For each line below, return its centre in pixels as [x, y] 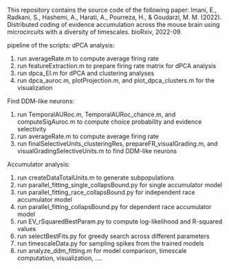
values [26, 229]
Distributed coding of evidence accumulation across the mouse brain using [113, 24]
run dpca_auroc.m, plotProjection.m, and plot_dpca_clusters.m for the [116, 80]
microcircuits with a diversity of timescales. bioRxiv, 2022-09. [95, 32]
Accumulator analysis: [39, 164]
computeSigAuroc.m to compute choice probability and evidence [109, 122]
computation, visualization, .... [59, 258]
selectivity [32, 129]
